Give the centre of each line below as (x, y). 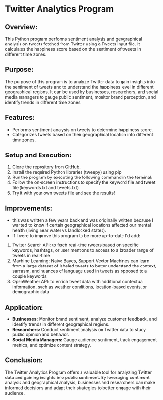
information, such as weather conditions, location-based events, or (80, 287)
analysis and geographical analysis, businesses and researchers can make (80, 382)
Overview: (21, 27)
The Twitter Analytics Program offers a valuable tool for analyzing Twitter (79, 372)
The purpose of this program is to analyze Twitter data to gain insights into (80, 81)
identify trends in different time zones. (43, 102)
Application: (24, 307)
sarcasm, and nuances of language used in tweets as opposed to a (80, 271)
